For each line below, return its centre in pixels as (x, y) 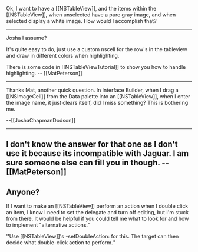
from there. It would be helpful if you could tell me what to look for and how (98, 219)
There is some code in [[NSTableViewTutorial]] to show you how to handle (96, 67)
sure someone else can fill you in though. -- (88, 163)
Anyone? (23, 192)
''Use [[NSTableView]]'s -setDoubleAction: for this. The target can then (93, 236)
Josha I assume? (27, 38)
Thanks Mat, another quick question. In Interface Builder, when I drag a (92, 90)
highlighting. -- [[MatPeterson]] (44, 73)
